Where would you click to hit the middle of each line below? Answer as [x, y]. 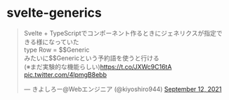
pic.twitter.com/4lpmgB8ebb [65, 74]
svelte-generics [54, 13]
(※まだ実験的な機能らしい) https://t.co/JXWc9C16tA [98, 66]
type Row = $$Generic [57, 50]
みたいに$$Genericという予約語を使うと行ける [91, 58]
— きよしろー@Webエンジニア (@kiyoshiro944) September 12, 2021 [123, 89]
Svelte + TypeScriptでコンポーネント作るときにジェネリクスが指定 [120, 33]
